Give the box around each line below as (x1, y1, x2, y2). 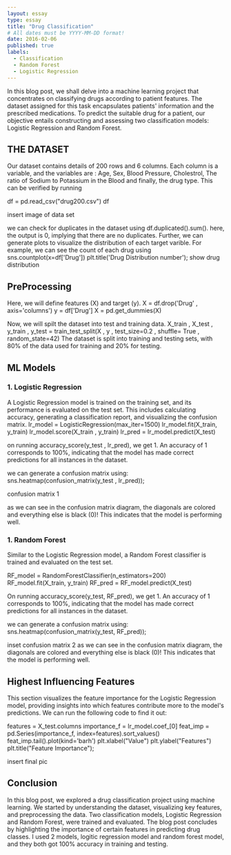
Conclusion (7, 778, 58, 789)
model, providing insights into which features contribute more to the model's (7, 701, 225, 709)
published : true (7, 42, 54, 49)
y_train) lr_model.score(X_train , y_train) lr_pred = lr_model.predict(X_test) (7, 427, 216, 436)
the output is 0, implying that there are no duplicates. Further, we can (7, 231, 203, 240)
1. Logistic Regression (7, 383, 82, 392)
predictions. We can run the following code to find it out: (7, 709, 167, 717)
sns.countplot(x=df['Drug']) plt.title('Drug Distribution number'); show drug (7, 253, 220, 262)
